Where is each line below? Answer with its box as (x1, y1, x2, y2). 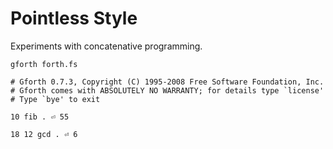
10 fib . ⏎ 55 (10, 112, 70, 122)
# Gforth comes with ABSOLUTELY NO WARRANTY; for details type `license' (10, 85, 325, 96)
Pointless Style (10, 7, 138, 30)
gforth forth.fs (10, 59, 78, 69)
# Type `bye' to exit (10, 94, 101, 104)
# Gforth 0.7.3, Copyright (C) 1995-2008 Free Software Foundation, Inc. (10, 77, 325, 87)
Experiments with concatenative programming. (10, 40, 203, 52)
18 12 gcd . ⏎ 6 (10, 129, 78, 139)
